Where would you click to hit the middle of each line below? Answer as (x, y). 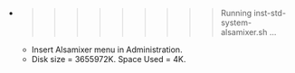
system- (236, 23)
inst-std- (270, 13)
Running (236, 13)
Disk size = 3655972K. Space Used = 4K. (109, 59)
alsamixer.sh (244, 32)
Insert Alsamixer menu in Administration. (107, 50)
